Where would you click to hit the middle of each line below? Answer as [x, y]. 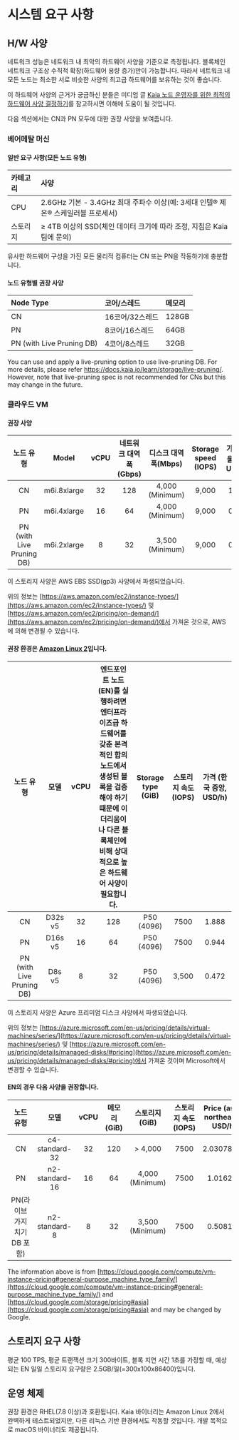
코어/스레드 [122, 303]
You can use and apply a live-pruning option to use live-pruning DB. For [112, 362]
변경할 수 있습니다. [33, 1069]
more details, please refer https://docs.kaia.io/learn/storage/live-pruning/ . [116, 370]
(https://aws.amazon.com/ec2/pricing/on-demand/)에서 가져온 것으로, [109, 622]
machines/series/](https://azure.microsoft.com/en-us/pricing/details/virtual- [119, 1035]
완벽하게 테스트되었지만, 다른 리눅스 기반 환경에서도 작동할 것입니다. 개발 [108, 1421]
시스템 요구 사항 [51, 15]
